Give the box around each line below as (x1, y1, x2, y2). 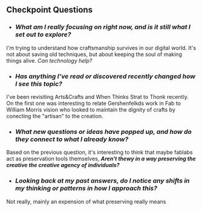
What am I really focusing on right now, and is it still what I (15, 23, 191, 31)
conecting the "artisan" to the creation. (6, 112, 103, 119)
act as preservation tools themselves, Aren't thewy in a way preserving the (6, 155, 196, 162)
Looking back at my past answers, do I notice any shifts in (15, 177, 190, 185)
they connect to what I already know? (15, 135, 129, 143)
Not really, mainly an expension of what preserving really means (6, 198, 166, 205)
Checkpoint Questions (6, 5, 93, 15)
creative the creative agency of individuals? (6, 162, 120, 169)
